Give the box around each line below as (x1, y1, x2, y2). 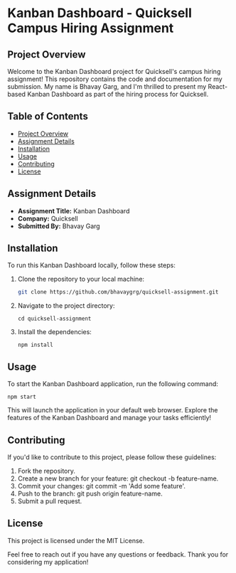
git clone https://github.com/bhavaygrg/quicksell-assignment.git (17, 289, 219, 296)
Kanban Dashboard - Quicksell (7, 5, 192, 21)
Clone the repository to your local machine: (17, 275, 144, 284)
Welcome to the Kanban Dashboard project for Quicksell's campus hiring (7, 68, 221, 75)
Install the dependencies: (17, 328, 92, 336)
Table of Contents (7, 110, 89, 122)
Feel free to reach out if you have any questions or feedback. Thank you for (7, 550, 229, 559)
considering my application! (7, 557, 89, 566)
